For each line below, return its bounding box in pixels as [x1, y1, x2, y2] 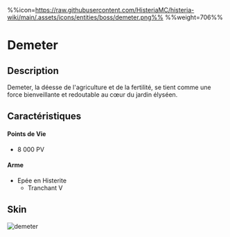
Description [7, 65, 59, 77]
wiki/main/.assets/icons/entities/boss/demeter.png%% [7, 13, 164, 21]
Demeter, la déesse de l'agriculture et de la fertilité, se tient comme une [7, 83, 211, 91]
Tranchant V [27, 183, 63, 192]
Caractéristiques [7, 111, 82, 122]
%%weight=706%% [165, 13, 223, 21]
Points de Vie [7, 129, 46, 138]
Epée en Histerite [17, 176, 67, 184]
